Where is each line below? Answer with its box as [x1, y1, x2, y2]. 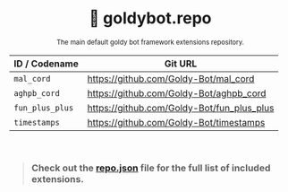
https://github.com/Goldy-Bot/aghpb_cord [87, 87, 267, 100]
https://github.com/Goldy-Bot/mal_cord [87, 72, 255, 84]
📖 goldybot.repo [89, 8, 212, 29]
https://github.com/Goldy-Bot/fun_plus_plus [87, 101, 275, 114]
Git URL [164, 57, 198, 70]
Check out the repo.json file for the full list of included [30, 161, 271, 174]
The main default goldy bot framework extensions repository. [56, 38, 244, 47]
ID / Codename [13, 57, 79, 70]
